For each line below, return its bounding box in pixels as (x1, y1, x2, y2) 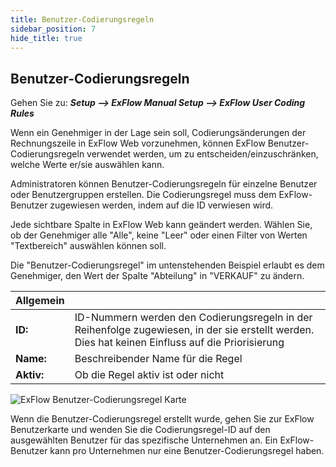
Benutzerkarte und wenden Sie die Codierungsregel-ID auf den (10, 424, 271, 436)
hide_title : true (10, 33, 83, 43)
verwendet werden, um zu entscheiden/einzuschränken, (86, 148, 319, 160)
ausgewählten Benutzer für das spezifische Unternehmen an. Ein (10, 434, 278, 446)
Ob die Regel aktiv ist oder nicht (74, 368, 225, 382)
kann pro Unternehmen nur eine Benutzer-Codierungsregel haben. (49, 445, 325, 457)
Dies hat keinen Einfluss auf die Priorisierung (74, 336, 285, 350)
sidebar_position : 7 (10, 24, 97, 34)
